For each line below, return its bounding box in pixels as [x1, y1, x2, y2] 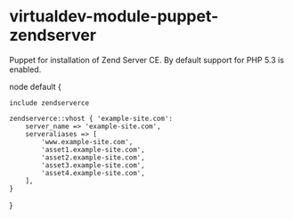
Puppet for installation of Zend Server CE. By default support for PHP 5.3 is [9, 54, 285, 65]
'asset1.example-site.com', [41, 145, 145, 154]
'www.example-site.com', [41, 137, 134, 146]
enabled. [9, 64, 42, 75]
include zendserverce [9, 98, 90, 108]
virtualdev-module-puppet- [9, 6, 219, 27]
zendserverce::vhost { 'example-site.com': [9, 114, 174, 123]
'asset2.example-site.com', [41, 153, 145, 162]
